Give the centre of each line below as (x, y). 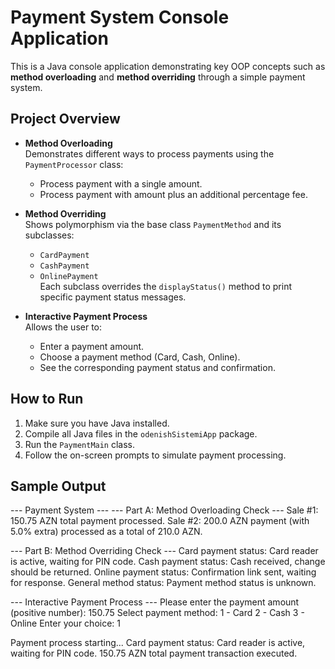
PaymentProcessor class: (74, 164)
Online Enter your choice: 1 (65, 623)
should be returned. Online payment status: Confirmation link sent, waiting (163, 572)
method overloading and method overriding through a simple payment (158, 77)
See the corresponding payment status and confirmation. (157, 367)
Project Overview (65, 119)
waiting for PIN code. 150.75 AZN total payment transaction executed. (154, 653)
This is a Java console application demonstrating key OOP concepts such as (168, 66)
